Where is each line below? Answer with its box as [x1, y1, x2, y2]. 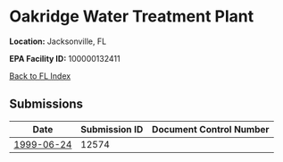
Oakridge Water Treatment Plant [9, 6, 254, 27]
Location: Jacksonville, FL [9, 36, 107, 47]
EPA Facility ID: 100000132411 [9, 53, 121, 64]
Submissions [9, 97, 83, 112]
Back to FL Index [9, 70, 71, 81]
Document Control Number [151, 123, 270, 135]
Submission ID [79, 123, 144, 135]
